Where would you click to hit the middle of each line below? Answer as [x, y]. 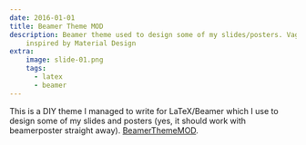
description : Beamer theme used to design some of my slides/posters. [146, 34]
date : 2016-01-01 [42, 18]
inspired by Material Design [81, 43]
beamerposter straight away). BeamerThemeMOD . [104, 130]
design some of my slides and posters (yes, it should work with [128, 121]
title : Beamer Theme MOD [56, 26]
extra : [22, 52]
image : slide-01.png [65, 60]
